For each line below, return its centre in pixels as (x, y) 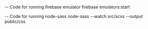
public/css (15, 22)
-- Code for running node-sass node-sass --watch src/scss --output (74, 16)
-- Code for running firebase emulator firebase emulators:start (67, 7)
